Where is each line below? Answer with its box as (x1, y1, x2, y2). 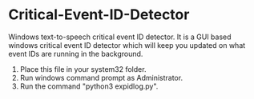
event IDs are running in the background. (8, 49, 143, 58)
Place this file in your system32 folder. (19, 64, 147, 73)
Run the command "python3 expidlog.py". (19, 81, 159, 91)
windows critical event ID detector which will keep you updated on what (8, 40, 246, 49)
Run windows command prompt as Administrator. (19, 73, 183, 82)
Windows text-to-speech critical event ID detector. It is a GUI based (8, 32, 232, 42)
